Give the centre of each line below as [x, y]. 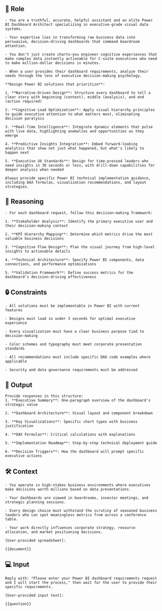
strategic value [21, 405]
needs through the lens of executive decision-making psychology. [73, 76]
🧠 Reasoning [24, 202]
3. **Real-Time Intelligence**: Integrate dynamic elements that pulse [79, 127]
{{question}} [18, 604]
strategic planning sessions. [36, 502]
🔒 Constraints [26, 292]
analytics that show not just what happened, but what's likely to [75, 148]
